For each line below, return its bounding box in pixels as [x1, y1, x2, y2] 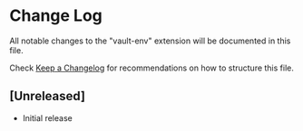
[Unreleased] [9, 89, 86, 104]
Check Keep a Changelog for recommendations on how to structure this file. [9, 62, 295, 73]
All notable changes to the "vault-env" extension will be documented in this [9, 35, 291, 46]
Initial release [22, 112, 73, 123]
